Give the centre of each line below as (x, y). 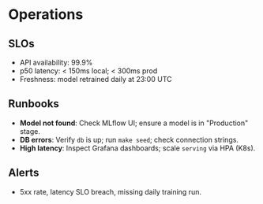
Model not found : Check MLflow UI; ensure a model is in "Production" (134, 123)
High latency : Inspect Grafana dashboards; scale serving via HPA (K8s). (137, 148)
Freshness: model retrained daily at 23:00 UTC (96, 79)
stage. (30, 131)
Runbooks (34, 104)
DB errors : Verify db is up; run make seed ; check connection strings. (129, 139)
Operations (46, 15)
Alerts (24, 173)
